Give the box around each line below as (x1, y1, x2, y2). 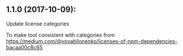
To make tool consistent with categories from (6, 32, 115, 38)
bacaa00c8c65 (6, 44, 43, 51)
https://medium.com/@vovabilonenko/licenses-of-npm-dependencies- (6, 37, 178, 44)
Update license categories (6, 20, 70, 27)
